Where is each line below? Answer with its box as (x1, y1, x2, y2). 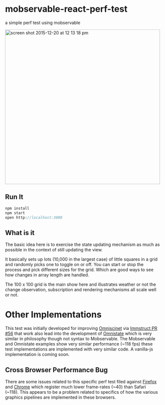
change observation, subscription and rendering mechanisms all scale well (5, 287, 157, 293)
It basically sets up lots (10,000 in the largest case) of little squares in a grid (5, 256, 158, 262)
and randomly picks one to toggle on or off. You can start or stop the (5, 262, 144, 268)
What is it (5, 228, 35, 237)
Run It (5, 193, 24, 201)
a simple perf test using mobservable (5, 20, 81, 26)
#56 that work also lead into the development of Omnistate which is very (5, 330, 152, 337)
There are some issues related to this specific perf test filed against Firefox (5, 378, 157, 384)
